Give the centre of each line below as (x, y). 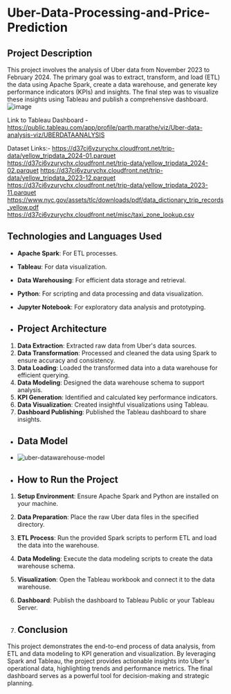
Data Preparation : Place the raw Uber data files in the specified (108, 517)
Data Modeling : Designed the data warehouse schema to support (111, 382)
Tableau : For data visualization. (62, 266)
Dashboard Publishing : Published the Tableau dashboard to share (112, 412)
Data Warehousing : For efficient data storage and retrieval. (102, 280)
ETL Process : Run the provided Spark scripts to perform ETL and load (117, 538)
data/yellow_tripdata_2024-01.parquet (62, 155)
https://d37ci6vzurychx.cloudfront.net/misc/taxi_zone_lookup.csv (101, 214)
